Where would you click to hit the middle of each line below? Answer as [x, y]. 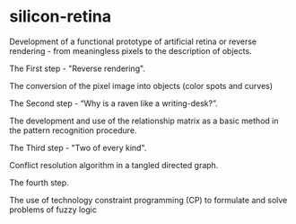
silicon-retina [61, 17]
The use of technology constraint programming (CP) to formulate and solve [148, 200]
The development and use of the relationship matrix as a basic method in [144, 121]
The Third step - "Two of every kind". [78, 148]
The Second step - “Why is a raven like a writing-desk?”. [113, 103]
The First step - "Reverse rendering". [78, 68]
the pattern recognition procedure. [73, 130]
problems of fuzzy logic [53, 210]
